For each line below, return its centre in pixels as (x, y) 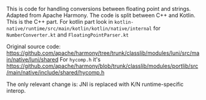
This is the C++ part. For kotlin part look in (60, 22)
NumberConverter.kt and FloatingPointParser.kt (67, 35)
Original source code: (34, 46)
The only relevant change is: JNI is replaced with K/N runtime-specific (95, 84)
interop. (16, 91)
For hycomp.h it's (80, 59)
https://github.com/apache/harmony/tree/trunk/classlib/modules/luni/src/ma (103, 53)
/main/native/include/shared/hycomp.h (55, 72)
